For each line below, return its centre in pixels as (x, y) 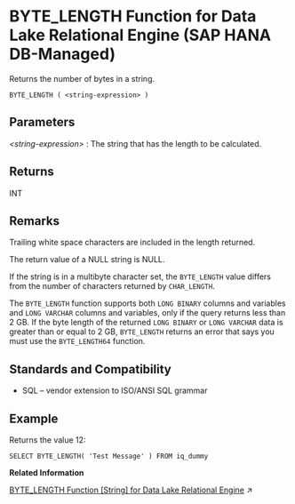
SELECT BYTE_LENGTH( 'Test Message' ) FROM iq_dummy (109, 456)
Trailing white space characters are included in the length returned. (132, 243)
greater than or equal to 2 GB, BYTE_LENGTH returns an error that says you (142, 332)
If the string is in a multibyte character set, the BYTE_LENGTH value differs (140, 276)
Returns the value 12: (48, 440)
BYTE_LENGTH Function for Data (133, 16)
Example (34, 418)
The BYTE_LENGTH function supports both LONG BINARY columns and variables (147, 303)
